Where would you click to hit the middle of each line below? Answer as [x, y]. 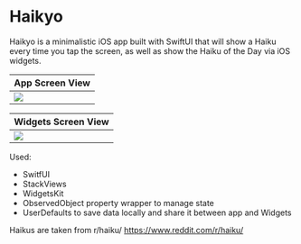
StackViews [44, 184]
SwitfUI [36, 174]
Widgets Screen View [62, 122]
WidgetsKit [43, 193]
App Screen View [52, 83]
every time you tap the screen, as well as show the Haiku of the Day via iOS [150, 50]
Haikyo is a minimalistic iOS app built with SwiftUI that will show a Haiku [143, 41]
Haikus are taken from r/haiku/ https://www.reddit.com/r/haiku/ [127, 230]
